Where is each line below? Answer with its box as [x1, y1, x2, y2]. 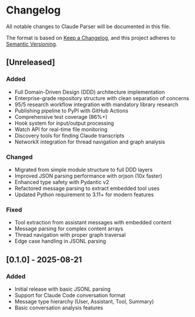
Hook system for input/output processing [14, 120, 114, 127]
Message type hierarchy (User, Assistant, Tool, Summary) [14, 298, 154, 305]
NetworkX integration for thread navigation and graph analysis [14, 138, 165, 145]
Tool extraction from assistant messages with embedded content [14, 219, 172, 226]
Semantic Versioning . [6, 40, 57, 47]
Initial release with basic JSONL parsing [14, 285, 111, 292]
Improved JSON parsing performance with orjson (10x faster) [14, 172, 163, 179]
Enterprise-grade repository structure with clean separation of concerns [14, 94, 189, 101]
